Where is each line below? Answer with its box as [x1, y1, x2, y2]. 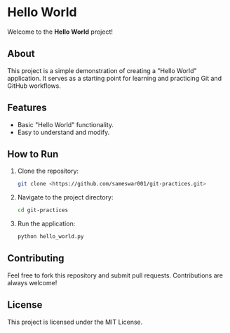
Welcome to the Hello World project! [7, 27, 114, 36]
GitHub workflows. [7, 81, 61, 90]
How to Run [7, 148, 59, 160]
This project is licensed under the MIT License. [7, 318, 143, 326]
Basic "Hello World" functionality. [17, 120, 114, 129]
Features [7, 102, 47, 114]
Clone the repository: [17, 166, 79, 176]
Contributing [7, 252, 65, 264]
